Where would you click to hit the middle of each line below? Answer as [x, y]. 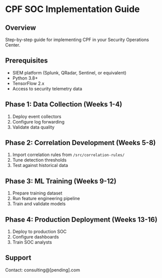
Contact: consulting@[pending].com [42, 270]
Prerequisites [26, 61]
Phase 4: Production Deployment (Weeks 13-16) [81, 219]
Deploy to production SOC [39, 231]
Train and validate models [39, 204]
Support [18, 258]
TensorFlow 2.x [28, 83]
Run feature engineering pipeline [46, 198]
